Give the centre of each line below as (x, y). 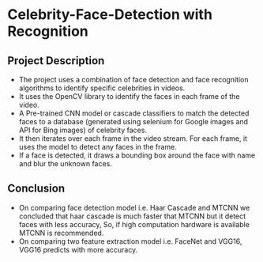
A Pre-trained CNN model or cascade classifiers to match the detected (134, 113)
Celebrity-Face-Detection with (110, 15)
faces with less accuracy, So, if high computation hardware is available (134, 224)
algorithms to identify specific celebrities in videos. (102, 88)
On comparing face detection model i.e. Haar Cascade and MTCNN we (134, 207)
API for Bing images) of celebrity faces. (83, 130)
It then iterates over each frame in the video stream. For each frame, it (133, 139)
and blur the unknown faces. (65, 163)
